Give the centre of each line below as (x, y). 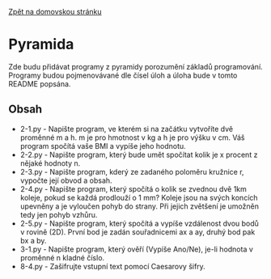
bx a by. (33, 240)
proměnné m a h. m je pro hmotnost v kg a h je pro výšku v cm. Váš (132, 137)
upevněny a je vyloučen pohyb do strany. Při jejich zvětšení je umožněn (139, 206)
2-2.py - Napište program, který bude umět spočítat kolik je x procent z (139, 154)
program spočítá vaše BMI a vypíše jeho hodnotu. (103, 146)
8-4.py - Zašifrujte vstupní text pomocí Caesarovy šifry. (113, 266)
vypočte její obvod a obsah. (66, 180)
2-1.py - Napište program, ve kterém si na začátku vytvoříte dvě (127, 129)
